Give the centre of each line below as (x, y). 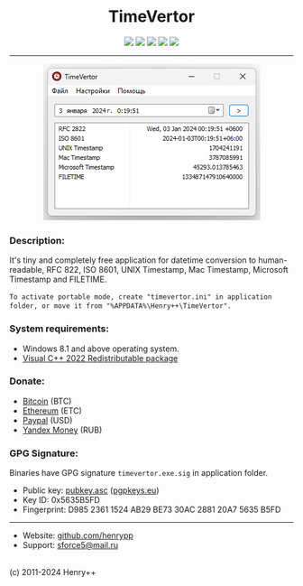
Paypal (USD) (47, 420)
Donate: (27, 381)
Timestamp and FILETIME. (58, 279)
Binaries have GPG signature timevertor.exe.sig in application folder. (139, 473)
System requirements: (60, 329)
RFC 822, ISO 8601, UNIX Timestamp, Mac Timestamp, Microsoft (167, 270)
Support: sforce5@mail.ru (70, 545)
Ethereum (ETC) (52, 410)
